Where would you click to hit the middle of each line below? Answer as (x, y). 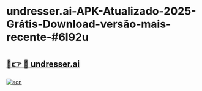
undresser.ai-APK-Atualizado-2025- (101, 11)
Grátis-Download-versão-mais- (89, 24)
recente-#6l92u (47, 37)
